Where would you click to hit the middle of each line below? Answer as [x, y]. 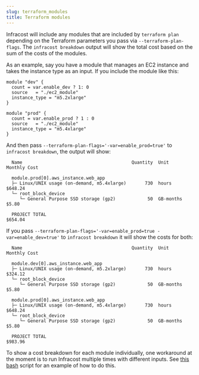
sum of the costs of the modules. [47, 53]
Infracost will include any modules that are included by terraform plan [93, 34]
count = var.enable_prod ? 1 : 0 [53, 118]
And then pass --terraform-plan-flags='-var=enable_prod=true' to [89, 145]
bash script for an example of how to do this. [61, 365]
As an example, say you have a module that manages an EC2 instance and [97, 65]
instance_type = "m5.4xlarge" [49, 129]
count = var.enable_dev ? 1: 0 [50, 87]
